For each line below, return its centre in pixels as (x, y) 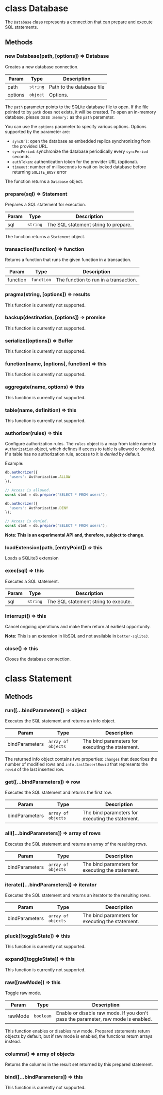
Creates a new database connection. (42, 66)
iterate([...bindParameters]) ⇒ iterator (51, 884)
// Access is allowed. (28, 490)
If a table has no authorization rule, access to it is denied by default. (73, 454)
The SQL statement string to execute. (89, 601)
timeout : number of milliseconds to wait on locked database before (79, 167)
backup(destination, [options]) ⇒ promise (55, 317)
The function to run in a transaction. (96, 280)
